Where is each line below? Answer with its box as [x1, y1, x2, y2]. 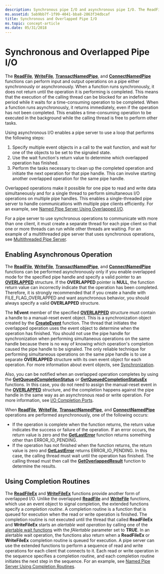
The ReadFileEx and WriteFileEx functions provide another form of [5, 490, 140, 496]
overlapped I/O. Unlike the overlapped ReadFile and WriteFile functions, [5, 496, 150, 501]
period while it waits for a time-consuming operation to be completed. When [5, 99, 159, 105]
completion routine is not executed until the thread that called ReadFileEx [5, 516, 153, 522]
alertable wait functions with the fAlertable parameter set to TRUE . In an [5, 527, 150, 533]
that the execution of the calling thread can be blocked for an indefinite [5, 94, 148, 100]
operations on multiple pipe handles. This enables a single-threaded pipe [5, 196, 152, 202]
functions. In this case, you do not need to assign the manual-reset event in [5, 381, 157, 388]
